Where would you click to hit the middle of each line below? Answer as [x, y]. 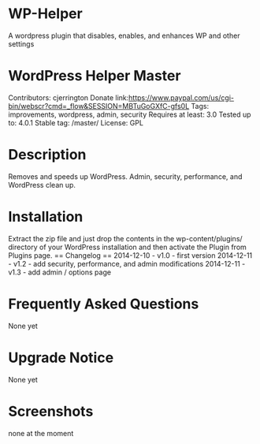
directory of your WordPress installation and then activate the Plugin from [127, 247]
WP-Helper [45, 14]
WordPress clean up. [42, 185]
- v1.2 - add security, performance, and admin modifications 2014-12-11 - [127, 263]
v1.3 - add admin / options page [60, 272]
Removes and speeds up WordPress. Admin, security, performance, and [125, 176]
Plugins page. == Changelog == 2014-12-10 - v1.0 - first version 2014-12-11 [130, 255]
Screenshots [51, 411]
